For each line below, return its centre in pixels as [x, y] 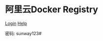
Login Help [16, 23]
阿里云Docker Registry [51, 10]
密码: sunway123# [23, 33]
